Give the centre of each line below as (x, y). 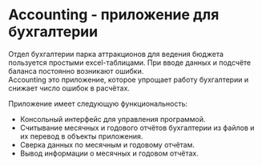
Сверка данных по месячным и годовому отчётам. (107, 144)
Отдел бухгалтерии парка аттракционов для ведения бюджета (116, 54)
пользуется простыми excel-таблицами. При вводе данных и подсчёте (130, 63)
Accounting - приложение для (114, 15)
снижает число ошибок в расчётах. (69, 88)
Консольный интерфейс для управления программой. (113, 119)
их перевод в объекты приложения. (81, 136)
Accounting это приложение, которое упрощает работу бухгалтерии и (129, 79)
